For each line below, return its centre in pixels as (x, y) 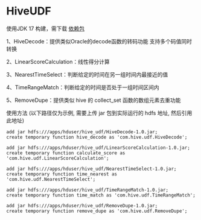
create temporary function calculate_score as (66, 153)
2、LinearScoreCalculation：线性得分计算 (58, 61)
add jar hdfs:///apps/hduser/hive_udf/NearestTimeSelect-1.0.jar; (91, 169)
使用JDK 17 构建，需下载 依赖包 (45, 28)
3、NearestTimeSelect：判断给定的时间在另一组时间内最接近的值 (87, 74)
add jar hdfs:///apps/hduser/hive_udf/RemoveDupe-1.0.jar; (82, 206)
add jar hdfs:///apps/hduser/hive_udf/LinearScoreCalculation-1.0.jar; (98, 148)
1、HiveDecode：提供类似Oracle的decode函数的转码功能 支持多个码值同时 (99, 41)
